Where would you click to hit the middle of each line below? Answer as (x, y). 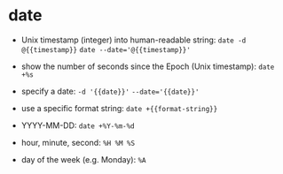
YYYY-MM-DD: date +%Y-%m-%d (78, 125)
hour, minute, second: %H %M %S (78, 142)
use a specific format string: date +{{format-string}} (119, 108)
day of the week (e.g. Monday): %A (83, 159)
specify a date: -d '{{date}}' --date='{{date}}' (110, 91)
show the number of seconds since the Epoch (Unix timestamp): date (148, 66)
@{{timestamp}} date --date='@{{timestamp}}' (106, 49)
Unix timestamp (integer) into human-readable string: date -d (134, 40)
